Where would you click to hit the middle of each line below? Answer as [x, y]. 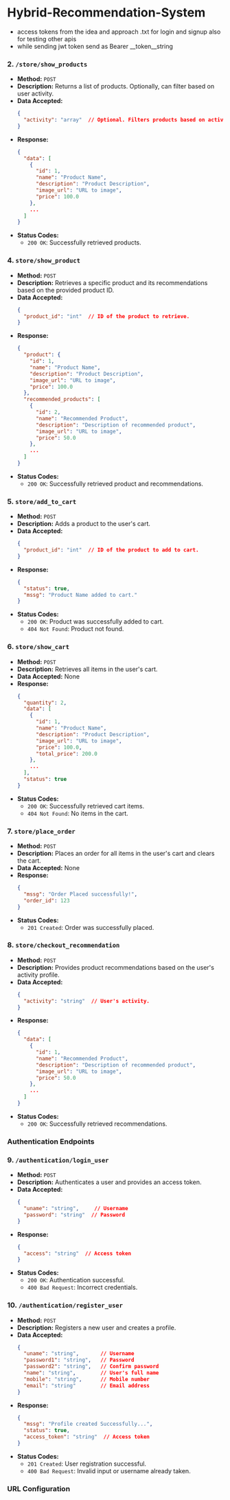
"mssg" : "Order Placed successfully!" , [81, 894]
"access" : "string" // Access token [78, 1253]
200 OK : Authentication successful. [76, 1280]
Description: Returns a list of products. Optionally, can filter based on [116, 87]
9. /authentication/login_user [58, 1160]
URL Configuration [39, 1488]
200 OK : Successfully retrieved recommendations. [97, 1124]
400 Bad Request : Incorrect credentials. [82, 1287]
